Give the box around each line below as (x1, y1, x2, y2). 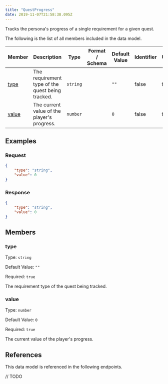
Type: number (5, 307, 31, 313)
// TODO (5, 374, 22, 380)
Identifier (134, 53, 157, 60)
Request (5, 152, 26, 159)
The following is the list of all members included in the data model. (5, 35, 142, 41)
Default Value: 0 (5, 317, 38, 323)
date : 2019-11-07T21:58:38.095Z (5, 12, 72, 17)
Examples (5, 137, 36, 145)
